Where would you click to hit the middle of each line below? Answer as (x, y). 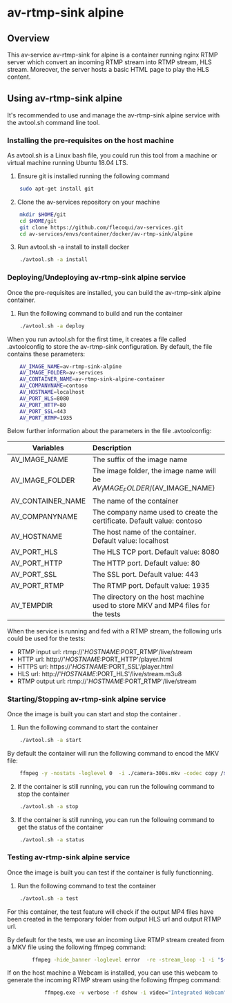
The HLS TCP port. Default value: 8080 (156, 552)
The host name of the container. (144, 532)
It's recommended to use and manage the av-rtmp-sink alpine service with (114, 115)
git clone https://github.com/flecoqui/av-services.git (102, 227)
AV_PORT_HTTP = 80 (43, 405)
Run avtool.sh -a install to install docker (73, 247)
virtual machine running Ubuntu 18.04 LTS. (68, 163)
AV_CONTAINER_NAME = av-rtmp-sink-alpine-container (93, 379)
